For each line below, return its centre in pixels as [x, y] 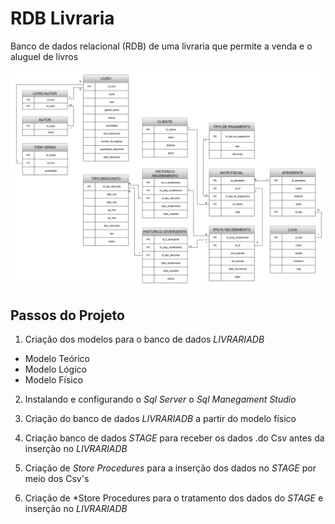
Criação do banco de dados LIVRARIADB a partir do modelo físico [160, 419]
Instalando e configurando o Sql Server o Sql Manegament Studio [160, 399]
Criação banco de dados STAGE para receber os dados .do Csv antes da [174, 438]
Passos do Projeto [67, 315]
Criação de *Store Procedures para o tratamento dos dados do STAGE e [174, 498]
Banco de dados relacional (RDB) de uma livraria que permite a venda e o [161, 46]
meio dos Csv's [57, 479]
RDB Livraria [62, 18]
